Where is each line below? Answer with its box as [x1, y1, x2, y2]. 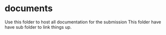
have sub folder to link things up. [4, 24, 72, 30]
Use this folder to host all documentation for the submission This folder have [4, 19, 162, 25]
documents [4, 3, 53, 14]
